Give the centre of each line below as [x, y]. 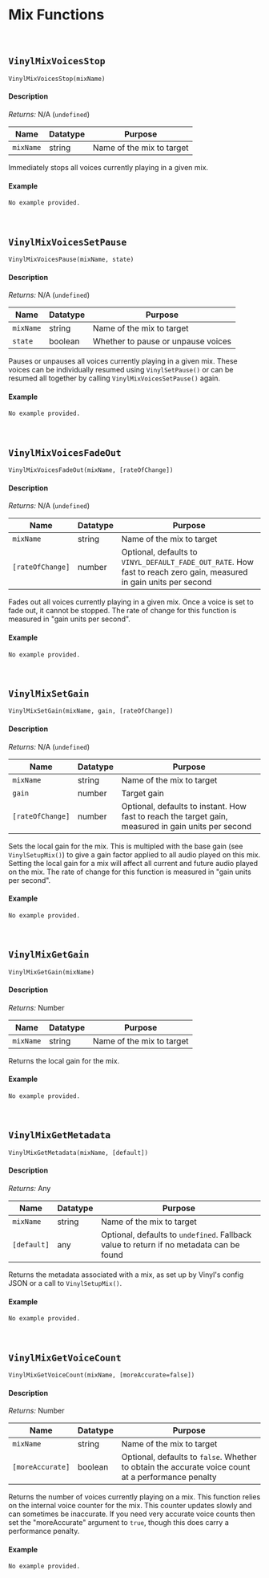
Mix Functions [56, 15]
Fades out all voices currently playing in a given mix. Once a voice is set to [131, 602]
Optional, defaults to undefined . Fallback [177, 1235]
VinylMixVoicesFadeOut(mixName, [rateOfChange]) [91, 470]
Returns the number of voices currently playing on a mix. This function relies [134, 1497]
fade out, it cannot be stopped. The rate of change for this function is [122, 611]
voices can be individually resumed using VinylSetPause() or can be [121, 370]
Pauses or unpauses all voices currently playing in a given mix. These [123, 361]
